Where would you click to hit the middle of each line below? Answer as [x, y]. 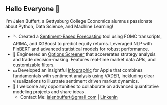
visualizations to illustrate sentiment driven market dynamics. [76, 81]
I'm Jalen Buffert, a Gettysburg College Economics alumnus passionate [79, 21]
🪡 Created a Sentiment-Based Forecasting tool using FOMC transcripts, [87, 36]
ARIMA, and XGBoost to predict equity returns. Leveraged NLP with [82, 43]
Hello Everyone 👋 [33, 9]
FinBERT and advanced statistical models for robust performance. [81, 49]
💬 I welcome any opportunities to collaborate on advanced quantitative [86, 86]
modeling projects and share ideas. [49, 92]
